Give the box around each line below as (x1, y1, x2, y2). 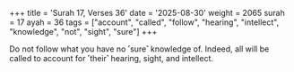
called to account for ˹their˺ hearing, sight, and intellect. (9, 53, 213, 63)
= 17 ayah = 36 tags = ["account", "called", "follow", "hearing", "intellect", (9, 17, 280, 28)
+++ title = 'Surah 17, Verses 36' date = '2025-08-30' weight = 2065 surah (9, 8, 285, 18)
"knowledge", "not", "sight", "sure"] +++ (9, 27, 158, 36)
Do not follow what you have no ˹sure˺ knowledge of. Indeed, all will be (9, 44, 270, 54)
